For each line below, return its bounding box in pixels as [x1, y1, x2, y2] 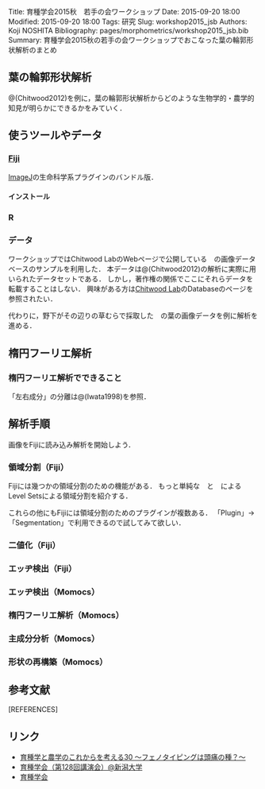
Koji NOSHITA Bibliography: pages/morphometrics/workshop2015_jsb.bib [8, 26, 249, 35]
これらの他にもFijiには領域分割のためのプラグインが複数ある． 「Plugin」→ [8, 508, 255, 518]
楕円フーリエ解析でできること [8, 372, 122, 383]
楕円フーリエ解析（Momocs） [8, 609, 125, 621]
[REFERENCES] [8, 705, 58, 714]
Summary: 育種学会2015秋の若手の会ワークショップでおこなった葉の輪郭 [8, 35, 248, 44]
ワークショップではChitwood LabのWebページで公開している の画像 [8, 254, 236, 264]
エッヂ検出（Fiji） [8, 563, 77, 574]
